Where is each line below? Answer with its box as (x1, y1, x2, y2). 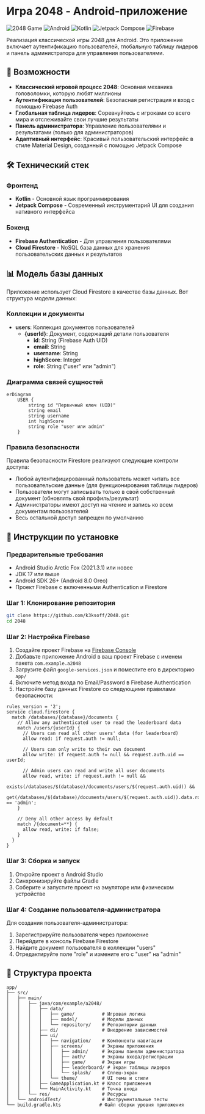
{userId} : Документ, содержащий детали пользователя (24, 330, 170, 337)
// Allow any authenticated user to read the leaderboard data (17, 720, 182, 726)
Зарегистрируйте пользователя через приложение (15, 931, 149, 938)
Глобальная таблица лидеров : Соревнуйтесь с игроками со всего (15, 109, 191, 117)
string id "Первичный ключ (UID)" (28, 402, 116, 408)
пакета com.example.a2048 (15, 659, 81, 667)
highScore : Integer (33, 356, 81, 363)
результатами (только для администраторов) (15, 128, 134, 136)
